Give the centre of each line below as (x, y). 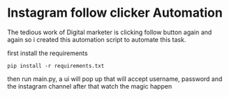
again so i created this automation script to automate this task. (97, 39)
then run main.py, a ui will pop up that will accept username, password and (115, 79)
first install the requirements (48, 53)
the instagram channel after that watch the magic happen (90, 86)
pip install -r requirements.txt (56, 66)
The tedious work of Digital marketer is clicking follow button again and (110, 32)
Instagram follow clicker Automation (115, 13)
